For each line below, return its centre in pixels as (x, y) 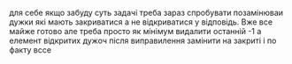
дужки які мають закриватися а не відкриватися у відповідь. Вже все (141, 22)
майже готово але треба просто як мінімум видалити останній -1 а (135, 31)
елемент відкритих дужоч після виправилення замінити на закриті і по (143, 40)
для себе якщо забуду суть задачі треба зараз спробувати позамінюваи (146, 13)
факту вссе (30, 50)
